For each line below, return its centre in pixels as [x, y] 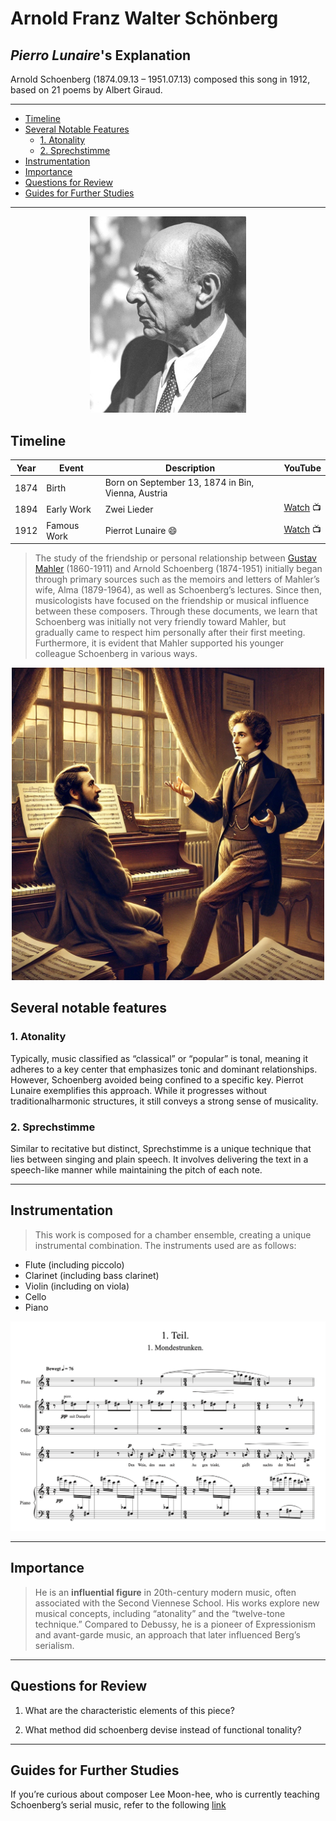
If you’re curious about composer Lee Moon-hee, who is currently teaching [165, 1794]
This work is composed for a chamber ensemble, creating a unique [173, 1234]
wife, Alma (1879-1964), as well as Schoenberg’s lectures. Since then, [178, 590]
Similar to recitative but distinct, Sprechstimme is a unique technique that [161, 1148]
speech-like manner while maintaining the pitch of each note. [136, 1170]
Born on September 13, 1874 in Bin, [179, 483]
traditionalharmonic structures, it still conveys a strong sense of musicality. [164, 1101]
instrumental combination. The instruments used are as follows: [165, 1245]
